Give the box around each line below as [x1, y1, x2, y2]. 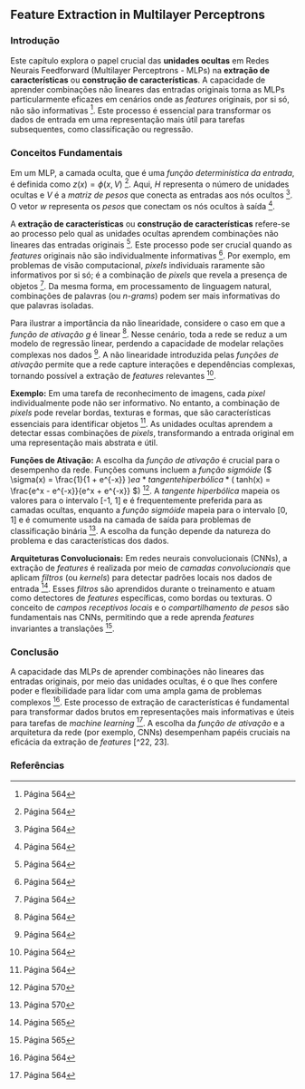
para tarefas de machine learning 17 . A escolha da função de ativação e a [10, 715, 285, 728]
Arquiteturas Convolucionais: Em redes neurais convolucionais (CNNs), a [10, 552, 288, 563]
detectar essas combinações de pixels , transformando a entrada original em [10, 428, 295, 439]
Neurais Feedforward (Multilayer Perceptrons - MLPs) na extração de [10, 64, 270, 75]
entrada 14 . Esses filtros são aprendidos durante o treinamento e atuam [10, 581, 275, 594]
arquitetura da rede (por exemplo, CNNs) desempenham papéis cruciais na [10, 727, 291, 738]
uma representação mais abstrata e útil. [10, 437, 158, 448]
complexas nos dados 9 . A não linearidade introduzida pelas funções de [10, 348, 279, 360]
